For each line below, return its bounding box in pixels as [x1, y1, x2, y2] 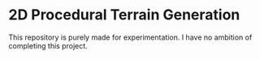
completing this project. [8, 40, 88, 50]
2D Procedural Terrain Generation [8, 6, 240, 24]
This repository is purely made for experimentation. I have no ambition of [8, 32, 253, 42]
